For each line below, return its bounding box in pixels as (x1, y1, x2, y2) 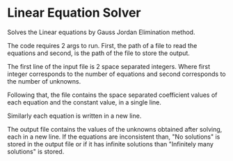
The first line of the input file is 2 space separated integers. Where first (7, 62, 211, 70)
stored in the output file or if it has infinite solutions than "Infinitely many (7, 139, 214, 148)
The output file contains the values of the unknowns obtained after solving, (7, 125, 223, 133)
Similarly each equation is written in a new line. (7, 112, 142, 120)
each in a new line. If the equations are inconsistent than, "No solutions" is (7, 132, 220, 141)
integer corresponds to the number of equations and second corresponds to (7, 70, 226, 78)
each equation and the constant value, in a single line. (7, 98, 162, 106)
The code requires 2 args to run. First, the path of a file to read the (7, 41, 198, 49)
